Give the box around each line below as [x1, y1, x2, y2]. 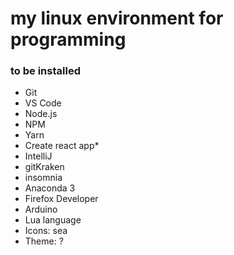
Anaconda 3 [24, 182, 76, 194]
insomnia [24, 172, 63, 184]
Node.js [24, 108, 58, 120]
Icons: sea [24, 225, 68, 237]
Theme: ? [24, 235, 64, 247]
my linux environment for [10, 7, 224, 30]
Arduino [24, 203, 58, 216]
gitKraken [24, 161, 65, 173]
